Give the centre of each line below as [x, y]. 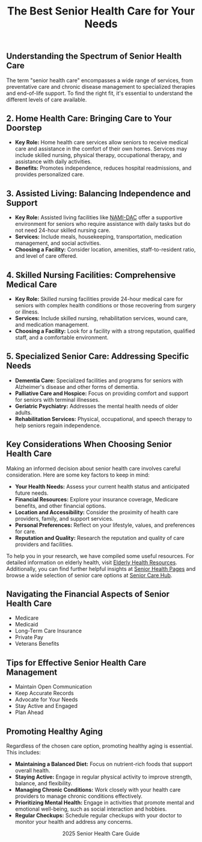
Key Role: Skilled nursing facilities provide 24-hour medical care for [99, 299]
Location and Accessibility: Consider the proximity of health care [96, 512]
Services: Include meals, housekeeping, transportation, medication [98, 237]
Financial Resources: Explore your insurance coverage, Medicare [96, 499]
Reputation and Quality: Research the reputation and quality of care [99, 538]
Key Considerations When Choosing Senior [89, 444]
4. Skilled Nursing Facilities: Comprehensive [91, 275]
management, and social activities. [58, 243]
